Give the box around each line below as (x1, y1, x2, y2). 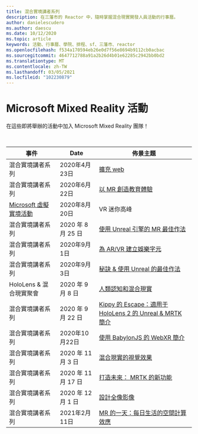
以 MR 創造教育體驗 (99, 185, 153, 194)
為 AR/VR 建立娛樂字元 (99, 245, 162, 253)
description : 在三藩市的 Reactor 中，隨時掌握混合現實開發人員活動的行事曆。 (6, 14, 179, 20)
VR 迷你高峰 (99, 205, 133, 213)
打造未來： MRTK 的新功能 (99, 373, 173, 381)
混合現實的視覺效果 (99, 354, 153, 362)
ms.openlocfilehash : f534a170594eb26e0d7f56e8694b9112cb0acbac (6, 47, 165, 53)
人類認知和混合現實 (99, 285, 153, 293)
